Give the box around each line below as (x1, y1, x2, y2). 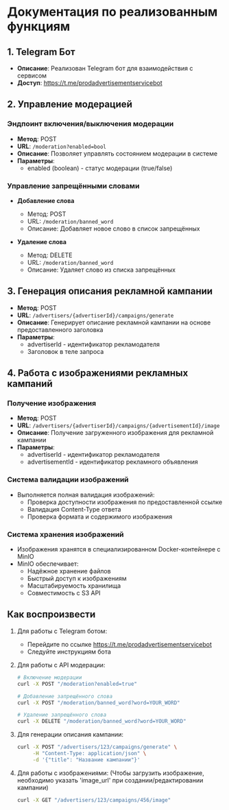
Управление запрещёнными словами (7, 181, 140, 191)
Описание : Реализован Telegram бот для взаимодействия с (16, 64, 193, 72)
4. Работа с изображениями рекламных (7, 368, 189, 379)
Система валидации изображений (7, 475, 129, 484)
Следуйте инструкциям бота (27, 647, 112, 656)
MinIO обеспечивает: (16, 560, 79, 568)
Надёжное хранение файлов (27, 567, 111, 575)
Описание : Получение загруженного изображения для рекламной (16, 429, 214, 437)
